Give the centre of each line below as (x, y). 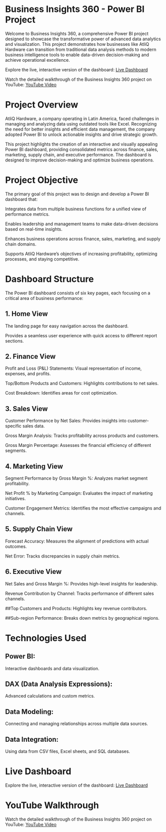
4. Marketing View (34, 466)
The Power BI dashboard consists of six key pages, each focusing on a (78, 293)
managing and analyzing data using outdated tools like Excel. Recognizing (81, 124)
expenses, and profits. (28, 374)
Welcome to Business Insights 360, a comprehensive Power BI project (77, 33)
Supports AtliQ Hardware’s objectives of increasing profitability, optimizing (81, 254)
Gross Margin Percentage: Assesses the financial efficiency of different (78, 445)
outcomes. (16, 546)
